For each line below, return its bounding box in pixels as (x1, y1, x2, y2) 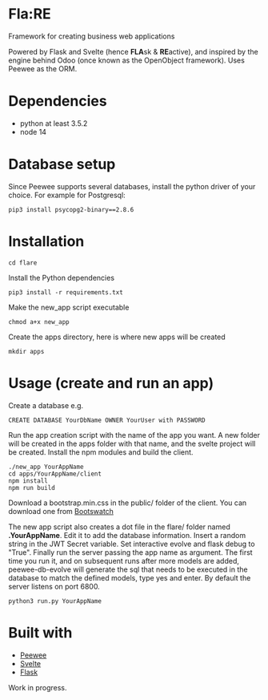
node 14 (19, 127, 46, 136)
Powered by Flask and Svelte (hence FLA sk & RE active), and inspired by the (8, 47, 258, 56)
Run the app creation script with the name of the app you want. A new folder (8, 430, 261, 439)
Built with (8, 623, 73, 641)
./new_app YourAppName (8, 463, 84, 471)
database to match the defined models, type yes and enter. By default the (8, 573, 251, 582)
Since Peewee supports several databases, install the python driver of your (8, 181, 256, 191)
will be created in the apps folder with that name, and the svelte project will (8, 439, 256, 448)
